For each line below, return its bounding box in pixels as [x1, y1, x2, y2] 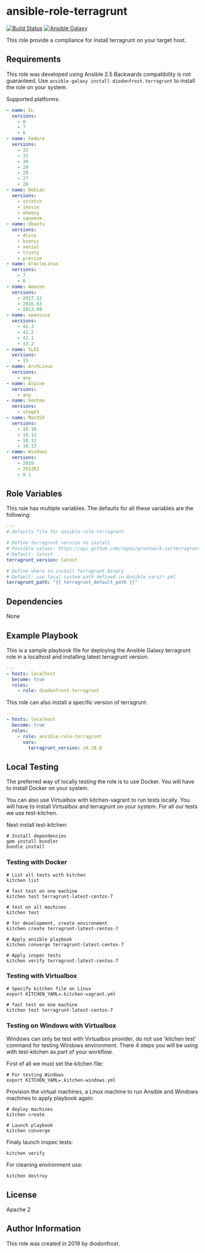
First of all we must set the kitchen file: [6, 1060, 104, 1067]
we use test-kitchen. [6, 810, 58, 817]
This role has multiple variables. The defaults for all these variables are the [6, 505, 194, 512]
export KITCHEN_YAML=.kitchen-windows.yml [6, 1077, 116, 1083]
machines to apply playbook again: [6, 1094, 95, 1102]
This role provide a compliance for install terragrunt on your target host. [6, 36, 187, 43]
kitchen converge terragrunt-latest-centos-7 [6, 941, 124, 947]
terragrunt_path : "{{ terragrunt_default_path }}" [6, 579, 138, 585]
